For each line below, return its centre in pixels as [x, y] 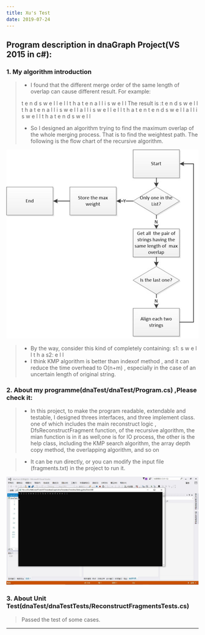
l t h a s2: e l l [47, 355]
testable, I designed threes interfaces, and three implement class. [113, 418]
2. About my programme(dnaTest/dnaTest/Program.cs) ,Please [102, 390]
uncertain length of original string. [73, 374]
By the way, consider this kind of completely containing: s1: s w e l [113, 348]
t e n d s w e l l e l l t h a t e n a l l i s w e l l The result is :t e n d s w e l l [110, 103]
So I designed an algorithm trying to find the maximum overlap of [112, 128]
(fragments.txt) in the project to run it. [78, 468]
